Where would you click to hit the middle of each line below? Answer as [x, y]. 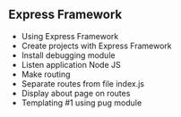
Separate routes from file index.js [83, 83]
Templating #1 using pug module [82, 103]
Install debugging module [68, 55]
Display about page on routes [76, 93]
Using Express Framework [70, 36]
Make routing [46, 74]
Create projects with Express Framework [96, 46]
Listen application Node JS [71, 64]
